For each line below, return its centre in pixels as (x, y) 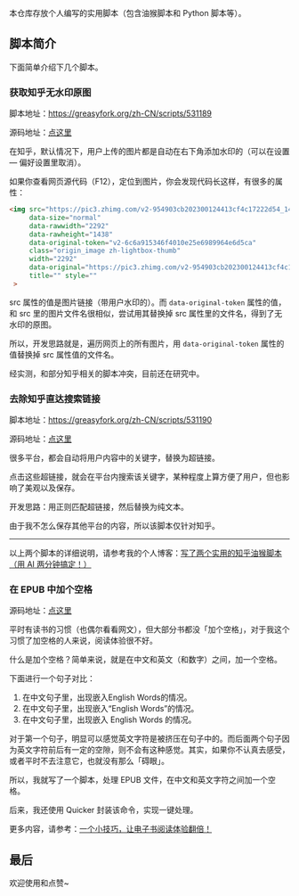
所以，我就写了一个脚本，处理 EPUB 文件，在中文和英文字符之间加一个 (139, 780)
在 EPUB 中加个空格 (51, 589)
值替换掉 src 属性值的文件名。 (64, 354)
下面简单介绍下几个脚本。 (56, 67)
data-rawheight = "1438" (71, 234)
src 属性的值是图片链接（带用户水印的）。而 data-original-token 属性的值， (148, 302)
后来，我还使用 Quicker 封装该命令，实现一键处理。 (104, 810)
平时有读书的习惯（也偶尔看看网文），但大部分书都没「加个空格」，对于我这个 (149, 629)
